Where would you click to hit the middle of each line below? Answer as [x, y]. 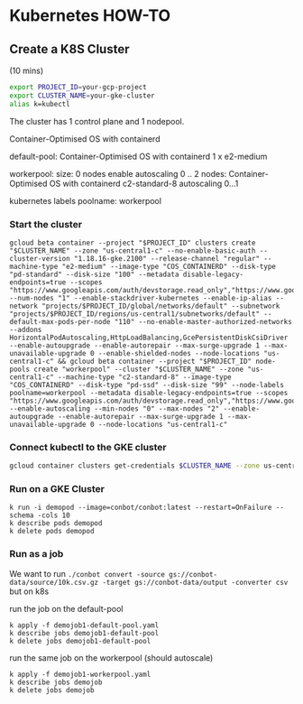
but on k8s [29, 591]
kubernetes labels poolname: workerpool [86, 200]
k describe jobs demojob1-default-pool [84, 633]
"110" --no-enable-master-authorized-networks [203, 321]
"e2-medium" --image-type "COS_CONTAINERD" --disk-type [169, 266]
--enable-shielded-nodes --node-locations [179, 353]
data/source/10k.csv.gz [54, 582]
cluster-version [40, 258]
